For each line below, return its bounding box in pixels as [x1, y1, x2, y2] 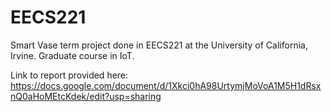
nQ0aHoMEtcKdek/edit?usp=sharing [10, 90, 162, 102]
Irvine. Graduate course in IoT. [10, 49, 135, 61]
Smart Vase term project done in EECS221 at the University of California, [10, 39, 308, 51]
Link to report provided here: [10, 69, 129, 81]
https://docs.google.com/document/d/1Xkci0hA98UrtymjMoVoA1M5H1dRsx [10, 79, 322, 91]
